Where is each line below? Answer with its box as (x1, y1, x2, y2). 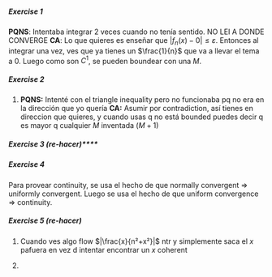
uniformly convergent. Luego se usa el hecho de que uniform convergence (8, 189, 259, 198)
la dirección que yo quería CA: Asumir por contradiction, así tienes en (19, 104, 253, 113)
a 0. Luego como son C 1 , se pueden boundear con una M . (8, 54, 202, 66)
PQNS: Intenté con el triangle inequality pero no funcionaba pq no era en (19, 95, 265, 104)
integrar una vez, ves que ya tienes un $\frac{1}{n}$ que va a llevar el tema (8, 45, 260, 56)
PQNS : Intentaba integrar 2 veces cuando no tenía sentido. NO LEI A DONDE (8, 27, 266, 36)
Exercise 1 (8, 6, 43, 16)
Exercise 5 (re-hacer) (8, 215, 83, 226)
